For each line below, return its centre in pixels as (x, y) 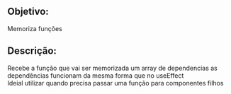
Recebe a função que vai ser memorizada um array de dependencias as (113, 68)
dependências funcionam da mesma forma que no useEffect (96, 75)
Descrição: (32, 51)
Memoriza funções (35, 28)
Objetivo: (28, 12)
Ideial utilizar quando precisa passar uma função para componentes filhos (115, 83)
